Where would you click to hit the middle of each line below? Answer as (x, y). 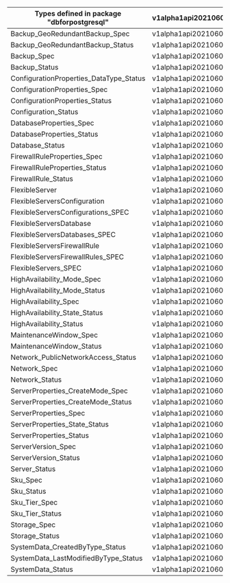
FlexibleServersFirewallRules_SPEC (67, 257)
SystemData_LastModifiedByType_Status (77, 558)
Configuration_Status (44, 112)
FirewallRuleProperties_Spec (56, 156)
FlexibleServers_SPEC (46, 268)
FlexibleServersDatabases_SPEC (63, 235)
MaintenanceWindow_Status (56, 346)
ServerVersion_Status (45, 458)
